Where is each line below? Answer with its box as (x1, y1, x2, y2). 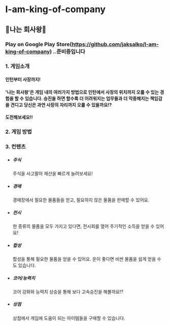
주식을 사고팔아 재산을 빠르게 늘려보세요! (12, 170, 93, 176)
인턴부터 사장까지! (5, 76, 41, 82)
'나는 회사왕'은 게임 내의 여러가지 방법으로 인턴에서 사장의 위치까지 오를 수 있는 (5, 89, 159, 95)
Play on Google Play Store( (5, 41, 72, 48)
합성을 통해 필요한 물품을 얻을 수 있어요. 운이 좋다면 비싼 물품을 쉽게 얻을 (12, 256, 156, 262)
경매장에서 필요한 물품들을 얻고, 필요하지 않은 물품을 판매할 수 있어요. (12, 197, 150, 203)
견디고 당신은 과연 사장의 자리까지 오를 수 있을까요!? (10, 102, 112, 108)
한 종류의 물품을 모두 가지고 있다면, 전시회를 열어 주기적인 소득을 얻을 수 (12, 223, 155, 229)
